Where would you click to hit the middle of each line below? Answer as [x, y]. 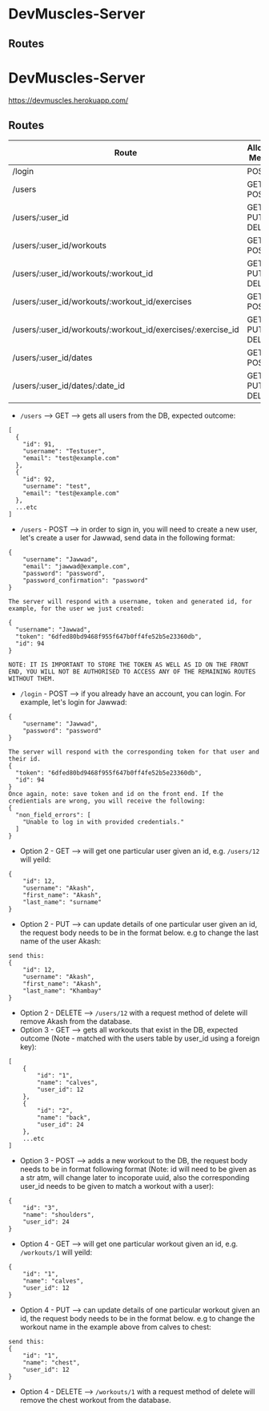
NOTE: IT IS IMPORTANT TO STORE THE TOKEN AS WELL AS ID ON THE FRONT [128, 665]
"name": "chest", [52, 1363]
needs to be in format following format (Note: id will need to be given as [138, 1169]
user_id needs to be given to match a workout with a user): [117, 1187]
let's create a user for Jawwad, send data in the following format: [127, 538]
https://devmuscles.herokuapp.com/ [68, 100]
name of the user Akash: [60, 941]
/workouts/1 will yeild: [56, 1252]
